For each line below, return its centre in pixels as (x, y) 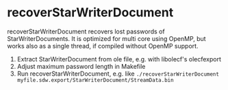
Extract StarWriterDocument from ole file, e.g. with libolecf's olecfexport (119, 59)
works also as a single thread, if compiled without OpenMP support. (103, 46)
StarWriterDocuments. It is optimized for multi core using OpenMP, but (107, 38)
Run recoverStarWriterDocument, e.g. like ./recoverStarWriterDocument (118, 74)
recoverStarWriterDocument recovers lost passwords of (86, 31)
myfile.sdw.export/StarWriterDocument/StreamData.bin (95, 80)
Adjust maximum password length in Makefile (81, 66)
